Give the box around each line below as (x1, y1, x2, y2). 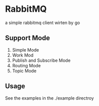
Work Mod (12, 52, 33, 58)
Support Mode (5, 34, 50, 42)
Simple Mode (12, 47, 39, 53)
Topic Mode (12, 68, 37, 74)
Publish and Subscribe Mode (12, 57, 71, 63)
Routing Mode (12, 62, 41, 68)
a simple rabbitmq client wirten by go (5, 20, 80, 26)
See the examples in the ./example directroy (5, 95, 94, 101)
